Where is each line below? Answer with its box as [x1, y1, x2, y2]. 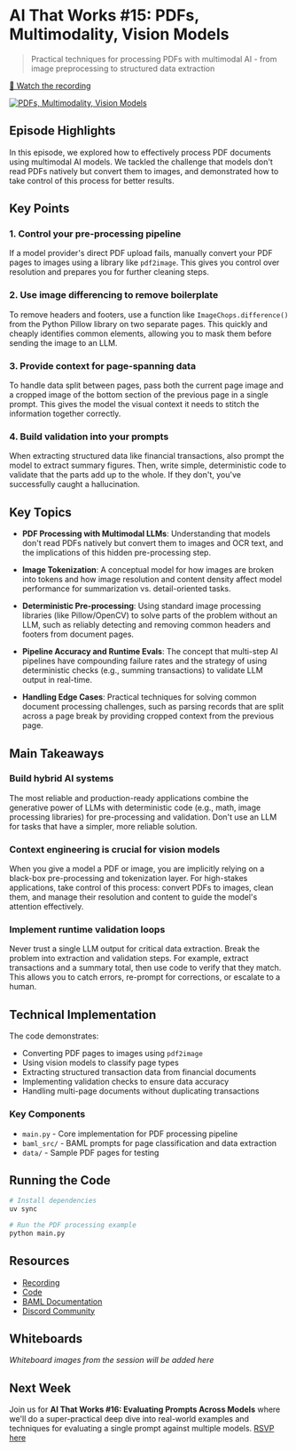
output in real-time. [21, 675, 93, 685]
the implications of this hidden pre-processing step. [21, 548, 211, 558]
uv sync [9, 1205, 38, 1214]
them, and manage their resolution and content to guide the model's [9, 892, 258, 902]
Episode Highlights [9, 124, 116, 139]
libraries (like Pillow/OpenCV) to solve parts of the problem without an [21, 610, 277, 621]
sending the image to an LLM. [9, 337, 118, 348]
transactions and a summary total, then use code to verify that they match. [9, 962, 282, 974]
